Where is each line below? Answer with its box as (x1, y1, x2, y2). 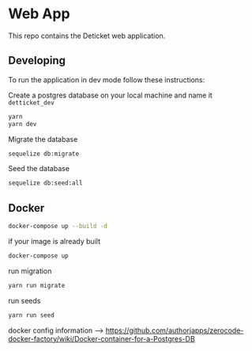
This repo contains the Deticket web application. (8, 31, 166, 40)
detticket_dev (8, 98, 55, 107)
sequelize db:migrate (8, 150, 80, 158)
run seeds (8, 296, 41, 305)
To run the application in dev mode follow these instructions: (8, 74, 205, 84)
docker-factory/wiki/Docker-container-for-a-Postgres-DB (8, 334, 195, 343)
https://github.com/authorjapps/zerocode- (105, 326, 244, 335)
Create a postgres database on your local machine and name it (8, 90, 213, 100)
